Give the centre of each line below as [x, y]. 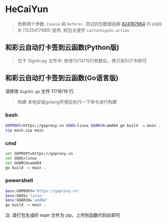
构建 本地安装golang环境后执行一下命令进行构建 [67, 102]
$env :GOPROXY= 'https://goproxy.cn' [43, 191]
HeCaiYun [27, 9]
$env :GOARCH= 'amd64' [27, 200]
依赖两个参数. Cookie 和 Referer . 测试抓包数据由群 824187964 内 [84, 24]
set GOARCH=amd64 [23, 163]
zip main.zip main [24, 130]
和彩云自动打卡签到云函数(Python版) [62, 48]
